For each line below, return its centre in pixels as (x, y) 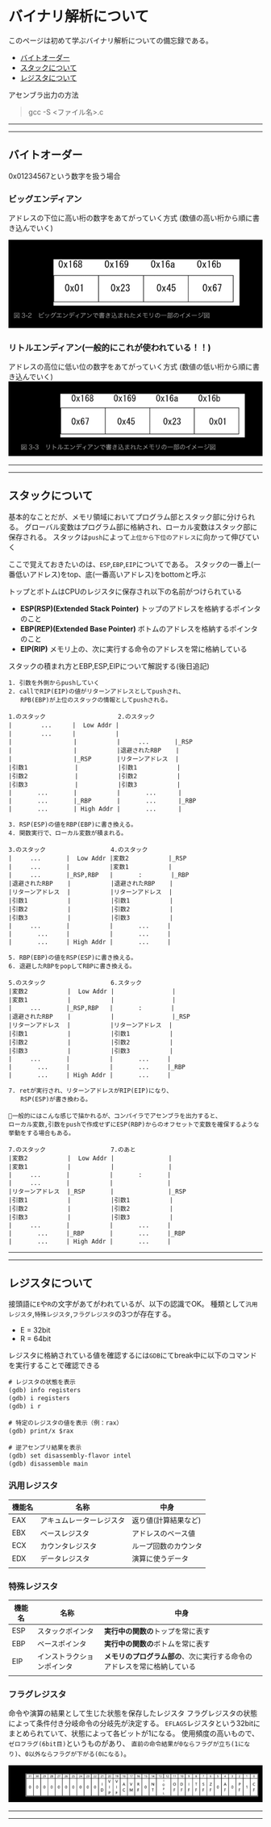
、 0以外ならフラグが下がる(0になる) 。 (75, 1754)
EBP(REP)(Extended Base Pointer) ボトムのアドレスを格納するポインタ (139, 628)
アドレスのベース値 (164, 1533)
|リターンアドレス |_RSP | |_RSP (98, 1191)
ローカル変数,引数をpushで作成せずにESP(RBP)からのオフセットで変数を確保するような (134, 1124)
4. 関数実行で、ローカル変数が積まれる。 (68, 833)
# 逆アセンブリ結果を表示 (45, 1448)
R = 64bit (35, 1339)
